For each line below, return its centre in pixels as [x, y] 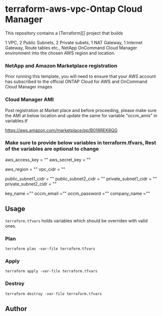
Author [16, 308]
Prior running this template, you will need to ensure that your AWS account [81, 77]
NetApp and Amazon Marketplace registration [61, 66]
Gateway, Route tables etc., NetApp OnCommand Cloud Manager [71, 48]
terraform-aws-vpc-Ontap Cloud [74, 9]
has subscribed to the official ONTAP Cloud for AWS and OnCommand [76, 81]
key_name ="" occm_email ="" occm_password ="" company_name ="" [78, 193]
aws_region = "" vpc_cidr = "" [35, 169]
